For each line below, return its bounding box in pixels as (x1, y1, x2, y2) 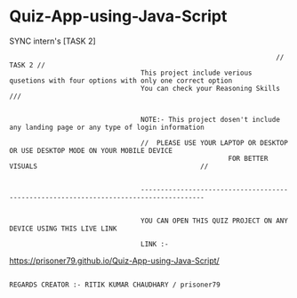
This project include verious (140, 68, 253, 77)
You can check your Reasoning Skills (140, 84, 280, 93)
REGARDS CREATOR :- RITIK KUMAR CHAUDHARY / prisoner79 (9, 280, 221, 289)
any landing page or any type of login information (9, 123, 205, 132)
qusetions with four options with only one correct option (9, 76, 233, 85)
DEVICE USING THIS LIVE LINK (9, 224, 117, 233)
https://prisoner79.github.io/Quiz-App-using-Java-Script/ (9, 255, 220, 266)
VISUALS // (9, 162, 209, 171)
